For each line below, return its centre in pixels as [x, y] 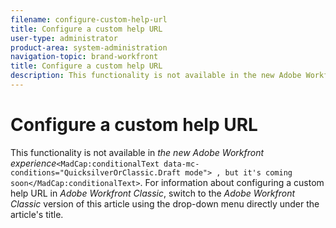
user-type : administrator [64, 38]
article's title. [37, 214]
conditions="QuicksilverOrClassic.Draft [96, 172]
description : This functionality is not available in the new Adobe [156, 76]
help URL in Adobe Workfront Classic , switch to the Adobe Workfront [153, 193]
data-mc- [181, 164]
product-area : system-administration [89, 47]
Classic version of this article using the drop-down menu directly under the [165, 203]
